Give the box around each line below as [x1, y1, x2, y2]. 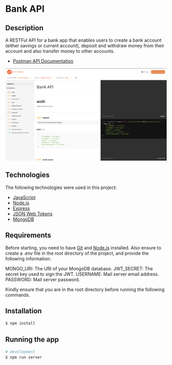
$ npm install [5, 321, 36, 326]
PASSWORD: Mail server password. [5, 276, 80, 282]
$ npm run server [5, 355, 42, 360]
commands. [5, 292, 31, 298]
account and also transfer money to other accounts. [5, 48, 115, 54]
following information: [5, 255, 51, 262]
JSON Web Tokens [12, 210, 53, 217]
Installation [5, 306, 42, 315]
